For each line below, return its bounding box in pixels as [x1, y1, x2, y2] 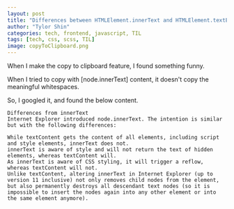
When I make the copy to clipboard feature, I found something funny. [7, 62, 205, 70]
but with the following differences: [7, 122, 117, 129]
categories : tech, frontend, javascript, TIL [7, 29, 141, 37]
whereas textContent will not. [7, 164, 98, 171]
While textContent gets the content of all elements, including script [7, 134, 219, 141]
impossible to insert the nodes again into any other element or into [7, 189, 217, 196]
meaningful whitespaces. [7, 83, 80, 91]
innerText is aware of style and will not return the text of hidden [7, 146, 214, 153]
